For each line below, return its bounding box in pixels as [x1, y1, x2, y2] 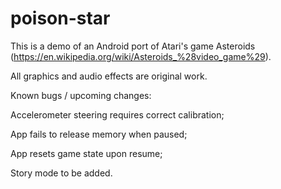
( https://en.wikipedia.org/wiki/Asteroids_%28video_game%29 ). [10, 50, 272, 62]
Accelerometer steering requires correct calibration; [10, 108, 225, 121]
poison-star [10, 7, 111, 30]
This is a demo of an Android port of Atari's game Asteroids [10, 40, 256, 52]
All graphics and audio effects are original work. [10, 70, 208, 82]
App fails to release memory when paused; [10, 128, 188, 140]
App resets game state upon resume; [10, 147, 163, 159]
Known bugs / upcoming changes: [10, 89, 152, 101]
